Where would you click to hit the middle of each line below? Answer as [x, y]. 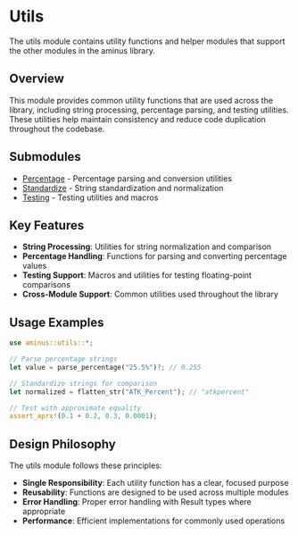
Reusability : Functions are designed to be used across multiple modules [155, 492]
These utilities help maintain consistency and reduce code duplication [137, 119]
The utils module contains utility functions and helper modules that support [147, 41]
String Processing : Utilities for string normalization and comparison [147, 247]
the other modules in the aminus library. [83, 50]
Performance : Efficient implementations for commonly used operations [153, 521]
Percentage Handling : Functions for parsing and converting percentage [154, 256]
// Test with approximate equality [75, 408]
